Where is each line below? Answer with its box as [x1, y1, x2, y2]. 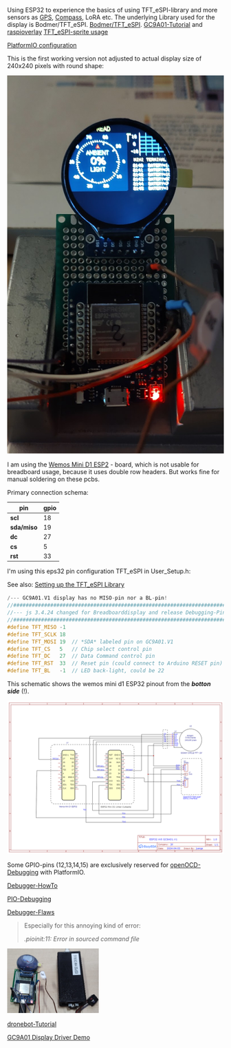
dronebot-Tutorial [7, 1020, 57, 1028]
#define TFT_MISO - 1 [7, 623, 67, 630]
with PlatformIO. [40, 868, 86, 877]
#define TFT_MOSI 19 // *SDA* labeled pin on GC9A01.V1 [7, 638, 174, 645]
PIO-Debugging [7, 895, 52, 903]
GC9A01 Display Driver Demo [7, 1034, 91, 1042]
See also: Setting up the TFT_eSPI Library [7, 581, 125, 589]
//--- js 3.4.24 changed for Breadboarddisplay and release [7, 609, 184, 617]
